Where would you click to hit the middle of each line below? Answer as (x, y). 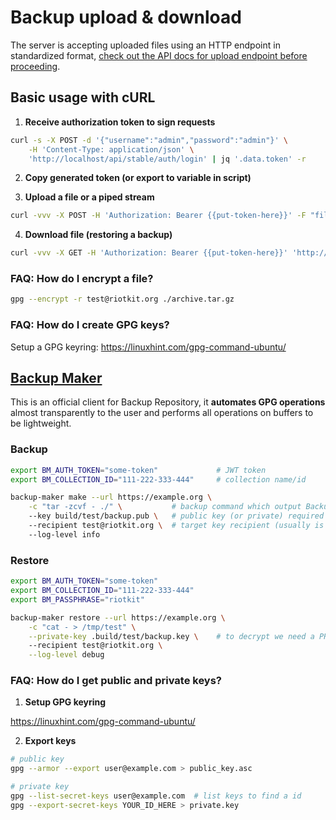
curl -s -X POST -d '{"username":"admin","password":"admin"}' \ (149, 140)
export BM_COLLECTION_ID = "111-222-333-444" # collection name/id (158, 479)
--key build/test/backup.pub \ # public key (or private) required (176, 516)
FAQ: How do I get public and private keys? (116, 681)
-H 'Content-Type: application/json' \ (111, 149)
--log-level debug (66, 655)
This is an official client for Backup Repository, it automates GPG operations (168, 402)
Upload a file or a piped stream (89, 197)
